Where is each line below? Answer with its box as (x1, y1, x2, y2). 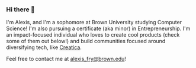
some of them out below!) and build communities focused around (6, 38, 166, 45)
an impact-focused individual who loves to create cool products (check (6, 31, 180, 38)
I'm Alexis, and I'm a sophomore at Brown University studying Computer (6, 19, 182, 26)
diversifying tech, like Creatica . (6, 44, 82, 51)
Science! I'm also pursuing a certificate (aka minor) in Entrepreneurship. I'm (6, 25, 191, 32)
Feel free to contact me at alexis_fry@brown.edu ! (6, 56, 126, 63)
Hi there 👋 (6, 5, 36, 14)
